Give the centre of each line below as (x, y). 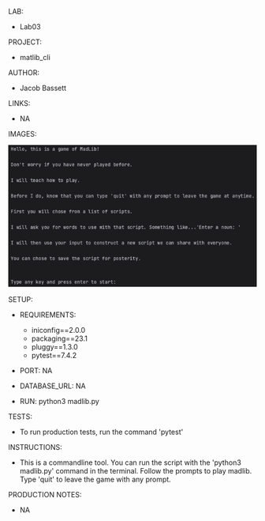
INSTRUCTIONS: (35, 447)
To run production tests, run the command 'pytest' (101, 432)
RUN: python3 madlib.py (60, 402)
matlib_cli (35, 57)
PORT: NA (36, 371)
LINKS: (19, 103)
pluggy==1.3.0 (55, 347)
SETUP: (21, 300)
